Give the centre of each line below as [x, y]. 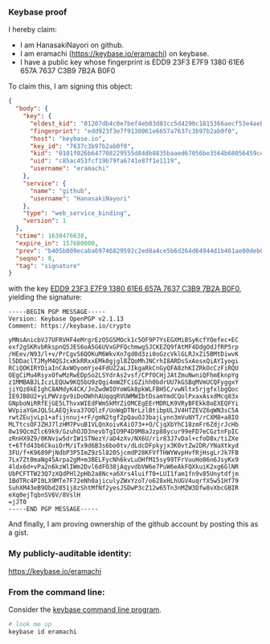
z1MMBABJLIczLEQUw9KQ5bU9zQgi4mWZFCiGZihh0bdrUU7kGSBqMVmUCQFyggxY [124, 382]
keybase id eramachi [43, 632]
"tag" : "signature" [48, 266]
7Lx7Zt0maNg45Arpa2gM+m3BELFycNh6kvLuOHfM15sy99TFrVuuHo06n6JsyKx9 [124, 460]
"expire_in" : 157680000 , [57, 243]
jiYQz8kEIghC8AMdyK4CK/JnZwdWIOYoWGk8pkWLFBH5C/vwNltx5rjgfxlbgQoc [124, 390]
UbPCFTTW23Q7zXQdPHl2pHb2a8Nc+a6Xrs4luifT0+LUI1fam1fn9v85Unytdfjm [124, 474]
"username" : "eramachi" [70, 169]
